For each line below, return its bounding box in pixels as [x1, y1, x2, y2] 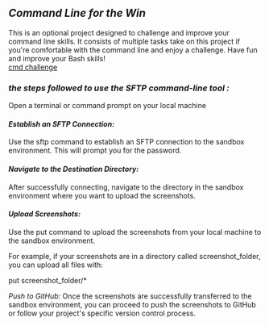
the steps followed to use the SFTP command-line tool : [8, 82, 230, 94]
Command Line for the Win [8, 6, 147, 20]
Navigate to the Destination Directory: [8, 164, 139, 173]
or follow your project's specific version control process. [8, 308, 196, 318]
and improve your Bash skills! [8, 53, 106, 63]
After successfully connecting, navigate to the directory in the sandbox [8, 182, 244, 192]
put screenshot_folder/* [8, 275, 87, 285]
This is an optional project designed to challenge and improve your [8, 27, 230, 37]
